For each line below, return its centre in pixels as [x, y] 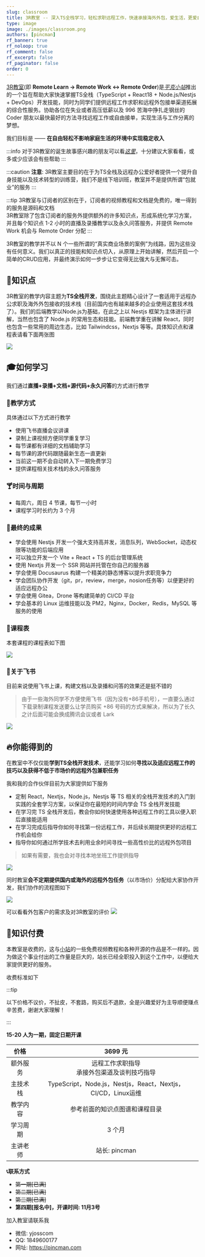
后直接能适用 [31, 819]
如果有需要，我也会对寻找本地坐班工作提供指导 [80, 856]
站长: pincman [116, 1151]
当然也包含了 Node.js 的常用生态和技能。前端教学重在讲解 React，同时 [105, 319]
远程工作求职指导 [116, 1064]
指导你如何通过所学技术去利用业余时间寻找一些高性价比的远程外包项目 [103, 843]
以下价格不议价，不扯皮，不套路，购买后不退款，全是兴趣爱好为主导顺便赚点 [103, 1002]
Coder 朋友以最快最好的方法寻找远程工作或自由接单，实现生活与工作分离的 [100, 117]
